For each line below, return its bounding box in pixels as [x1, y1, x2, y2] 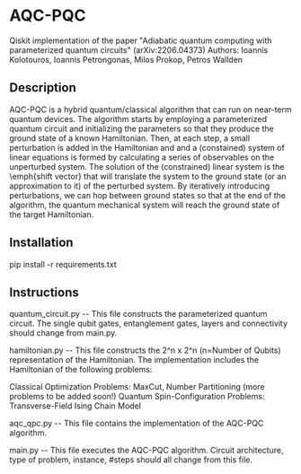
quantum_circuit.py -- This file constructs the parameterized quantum [9, 309, 268, 320]
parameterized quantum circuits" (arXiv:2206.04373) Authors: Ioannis [9, 44, 269, 55]
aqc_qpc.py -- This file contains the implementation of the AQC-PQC [9, 418, 264, 429]
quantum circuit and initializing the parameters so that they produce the [9, 123, 274, 134]
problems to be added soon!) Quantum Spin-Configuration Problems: [9, 391, 265, 402]
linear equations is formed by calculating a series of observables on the [9, 152, 275, 162]
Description [9, 80, 76, 95]
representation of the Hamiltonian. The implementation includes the [9, 355, 259, 365]
